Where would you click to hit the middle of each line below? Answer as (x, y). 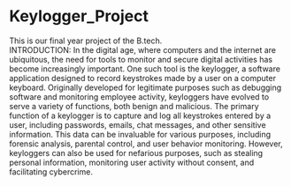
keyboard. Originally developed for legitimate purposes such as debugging (145, 87)
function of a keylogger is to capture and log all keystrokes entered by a (140, 115)
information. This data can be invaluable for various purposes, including (140, 134)
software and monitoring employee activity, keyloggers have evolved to (139, 97)
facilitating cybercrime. (51, 171)
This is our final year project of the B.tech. (86, 41)
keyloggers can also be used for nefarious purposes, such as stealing (136, 153)
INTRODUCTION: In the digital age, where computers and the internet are (143, 49)
